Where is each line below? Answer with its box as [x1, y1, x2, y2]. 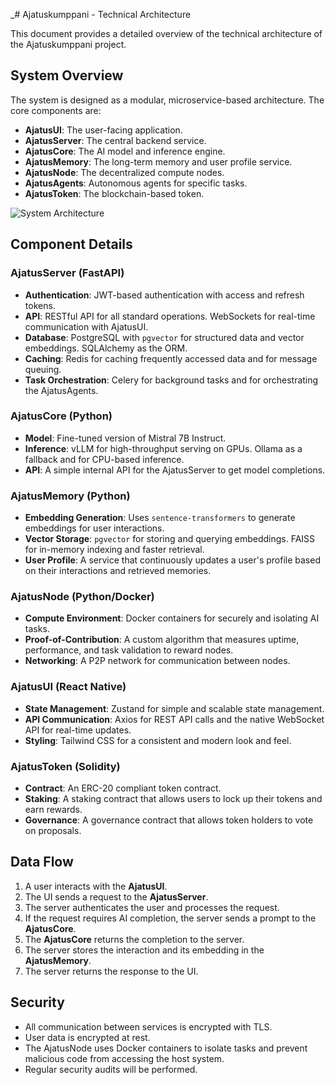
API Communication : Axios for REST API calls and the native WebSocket [24, 713, 325, 725]
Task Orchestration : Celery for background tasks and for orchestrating [24, 374, 319, 386]
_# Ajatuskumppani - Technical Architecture [10, 9, 192, 20]
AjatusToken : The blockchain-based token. [24, 187, 205, 199]
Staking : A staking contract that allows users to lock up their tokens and [24, 792, 323, 804]
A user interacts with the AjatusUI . [24, 880, 168, 892]
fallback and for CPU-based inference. [24, 453, 185, 465]
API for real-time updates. [24, 724, 132, 736]
